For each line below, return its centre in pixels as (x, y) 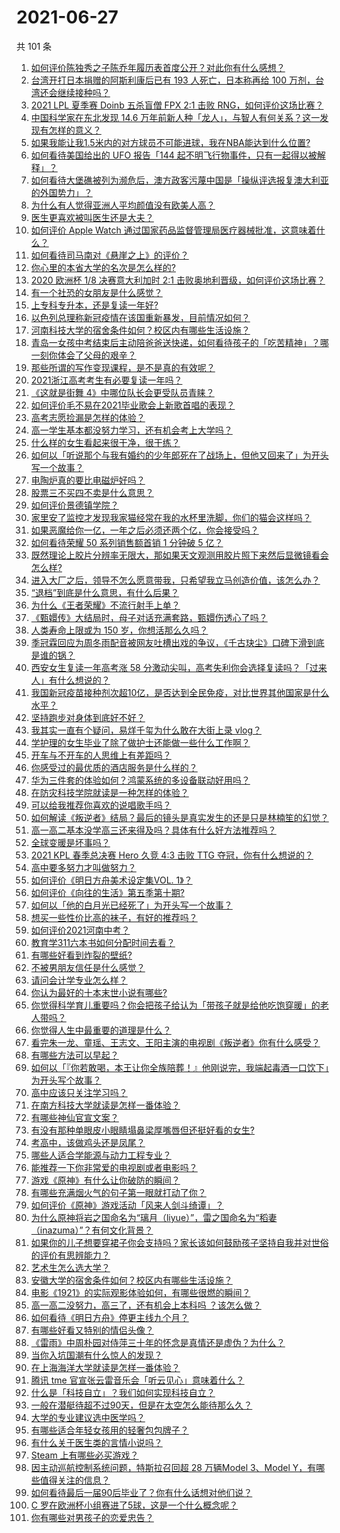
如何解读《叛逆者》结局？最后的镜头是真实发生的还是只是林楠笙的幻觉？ (179, 817)
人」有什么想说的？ (70, 680)
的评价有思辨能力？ (70, 1255)
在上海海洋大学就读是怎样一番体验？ (105, 1367)
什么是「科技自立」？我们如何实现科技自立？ (123, 1392)
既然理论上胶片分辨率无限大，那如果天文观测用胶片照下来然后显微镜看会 (179, 555)
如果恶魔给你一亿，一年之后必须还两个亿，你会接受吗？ (144, 530)
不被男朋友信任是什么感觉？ (88, 967)
